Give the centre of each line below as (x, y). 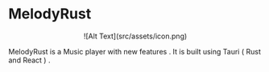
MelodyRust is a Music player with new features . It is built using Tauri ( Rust (135, 51)
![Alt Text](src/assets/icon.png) (135, 36)
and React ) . (29, 60)
